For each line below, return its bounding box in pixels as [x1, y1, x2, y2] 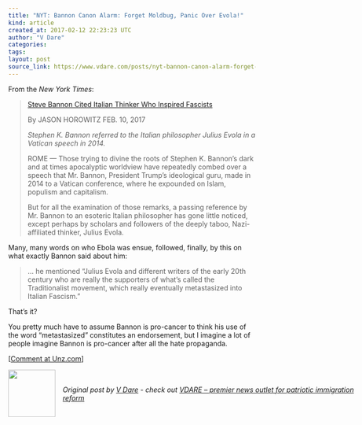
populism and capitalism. [27, 187, 108, 197]
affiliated [27, 227, 57, 237]
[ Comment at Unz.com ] [8, 353, 84, 363]
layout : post [8, 56, 51, 64]
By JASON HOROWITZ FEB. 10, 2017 [27, 115, 146, 124]
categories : [8, 41, 47, 49]
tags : [8, 48, 26, 56]
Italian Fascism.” [27, 291, 81, 301]
